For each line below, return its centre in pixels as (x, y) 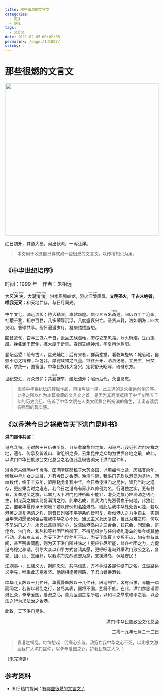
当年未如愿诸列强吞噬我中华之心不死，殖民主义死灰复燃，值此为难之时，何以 (82, 519)
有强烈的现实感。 (34, 407)
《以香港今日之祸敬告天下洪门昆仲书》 (63, 424)
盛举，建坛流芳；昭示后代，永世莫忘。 (95, 379)
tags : (10, 28)
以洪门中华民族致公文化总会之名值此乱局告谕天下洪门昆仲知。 (67, 460)
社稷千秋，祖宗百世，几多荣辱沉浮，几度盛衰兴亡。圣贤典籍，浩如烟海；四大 (82, 320)
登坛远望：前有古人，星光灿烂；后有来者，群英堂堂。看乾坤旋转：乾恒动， (80, 355)
